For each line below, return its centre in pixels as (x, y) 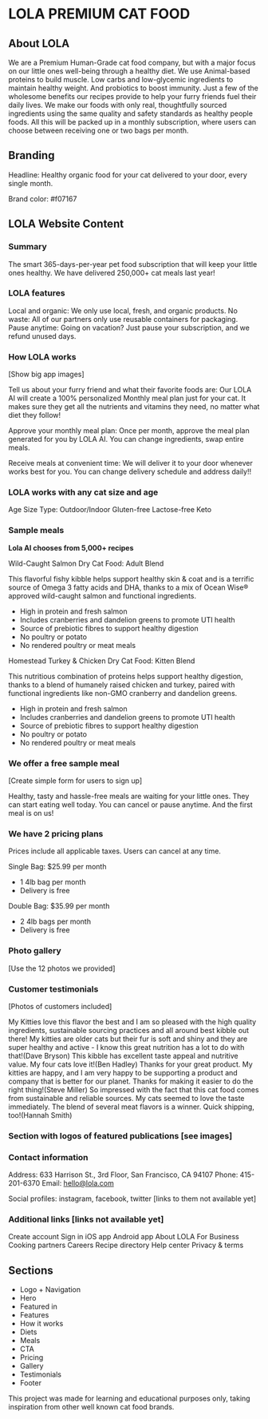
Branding (32, 155)
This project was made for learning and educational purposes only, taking (129, 1398)
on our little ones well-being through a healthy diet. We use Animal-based (129, 71)
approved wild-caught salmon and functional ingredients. (102, 595)
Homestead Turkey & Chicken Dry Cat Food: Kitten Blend (102, 661)
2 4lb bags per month (55, 922)
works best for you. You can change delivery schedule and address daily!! (130, 471)
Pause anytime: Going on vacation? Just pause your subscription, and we (129, 328)
